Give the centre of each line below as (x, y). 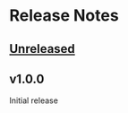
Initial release (34, 100)
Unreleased (43, 49)
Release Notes (64, 16)
